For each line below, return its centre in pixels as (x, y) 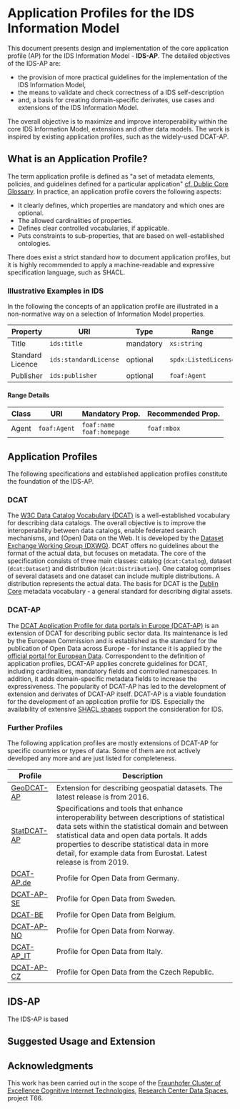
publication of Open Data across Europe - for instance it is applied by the (115, 648)
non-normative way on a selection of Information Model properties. (106, 314)
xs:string (186, 344)
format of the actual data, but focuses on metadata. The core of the (107, 553)
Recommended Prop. (184, 414)
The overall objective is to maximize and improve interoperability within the (117, 121)
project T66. (25, 1098)
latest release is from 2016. (102, 797)
